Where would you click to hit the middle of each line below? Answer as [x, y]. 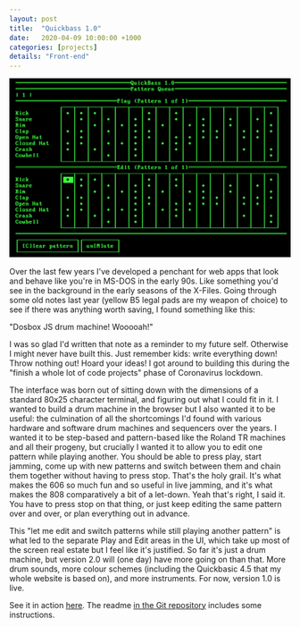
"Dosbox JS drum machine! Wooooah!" [81, 326]
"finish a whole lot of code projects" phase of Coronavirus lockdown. [136, 372]
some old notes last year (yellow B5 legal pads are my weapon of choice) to [149, 300]
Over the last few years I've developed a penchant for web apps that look [144, 271]
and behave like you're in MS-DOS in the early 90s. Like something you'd [144, 281]
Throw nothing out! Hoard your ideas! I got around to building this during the [150, 363]
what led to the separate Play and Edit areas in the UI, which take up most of [150, 540]
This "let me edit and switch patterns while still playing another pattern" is [145, 530]
